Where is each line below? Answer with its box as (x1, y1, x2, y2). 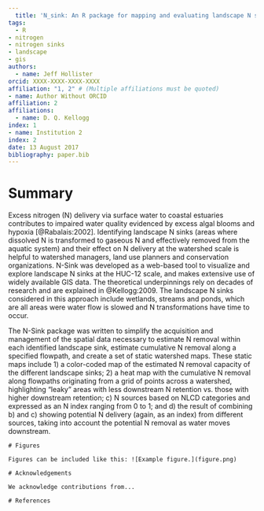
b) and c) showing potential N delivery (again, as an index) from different (8, 410, 244, 420)
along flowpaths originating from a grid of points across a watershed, (8, 376, 233, 386)
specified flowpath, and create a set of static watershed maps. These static (8, 351, 253, 361)
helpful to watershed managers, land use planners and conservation (8, 253, 229, 262)
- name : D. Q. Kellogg (15, 114, 90, 122)
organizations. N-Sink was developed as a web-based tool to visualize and (8, 261, 250, 270)
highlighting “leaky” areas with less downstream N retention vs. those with (8, 385, 249, 394)
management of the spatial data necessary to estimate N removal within (8, 335, 241, 344)
